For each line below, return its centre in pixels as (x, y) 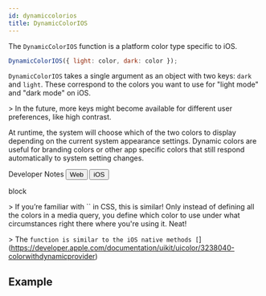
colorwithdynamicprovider (52, 257)
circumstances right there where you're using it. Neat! (98, 224)
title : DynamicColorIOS (48, 23)
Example (31, 282)
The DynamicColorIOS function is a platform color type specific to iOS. (123, 46)
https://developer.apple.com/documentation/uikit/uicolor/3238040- (123, 248)
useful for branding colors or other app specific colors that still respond (127, 150)
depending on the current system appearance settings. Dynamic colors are (133, 141)
